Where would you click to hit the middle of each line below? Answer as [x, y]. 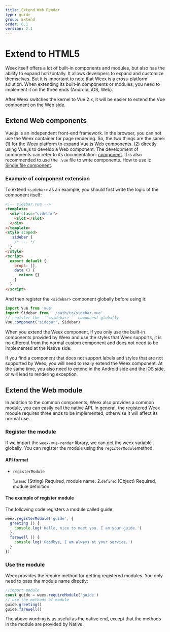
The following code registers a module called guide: [60, 509]
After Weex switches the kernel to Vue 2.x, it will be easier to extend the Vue [85, 99]
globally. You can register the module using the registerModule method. [79, 448]
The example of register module [40, 498]
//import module [22, 590]
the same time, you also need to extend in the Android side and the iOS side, [85, 369]
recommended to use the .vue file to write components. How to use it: [78, 160]
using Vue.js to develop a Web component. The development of [72, 149]
